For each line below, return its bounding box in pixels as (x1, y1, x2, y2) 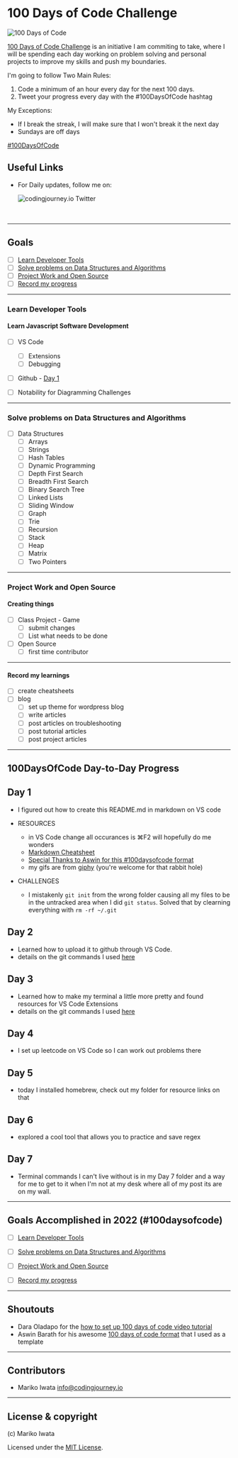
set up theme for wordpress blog (28, 702, 124, 711)
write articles (28, 711, 67, 719)
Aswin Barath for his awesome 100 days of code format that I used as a (17, 1330, 226, 1338)
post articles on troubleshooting (28, 719, 122, 727)
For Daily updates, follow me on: (17, 180, 112, 189)
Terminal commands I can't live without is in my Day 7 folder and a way (17, 1172, 225, 1181)
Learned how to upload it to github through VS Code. (17, 945, 172, 954)
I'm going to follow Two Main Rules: (7, 71, 111, 79)
